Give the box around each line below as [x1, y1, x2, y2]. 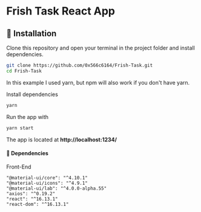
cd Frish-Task [6, 68, 42, 74]
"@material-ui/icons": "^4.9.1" [6, 180, 88, 186]
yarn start [6, 125, 34, 131]
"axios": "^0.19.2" [6, 190, 56, 197]
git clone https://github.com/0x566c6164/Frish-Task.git [6, 62, 153, 68]
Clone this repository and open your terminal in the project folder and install [6, 44, 195, 51]
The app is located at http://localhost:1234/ [6, 136, 117, 143]
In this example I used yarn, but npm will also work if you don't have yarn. [6, 79, 190, 86]
